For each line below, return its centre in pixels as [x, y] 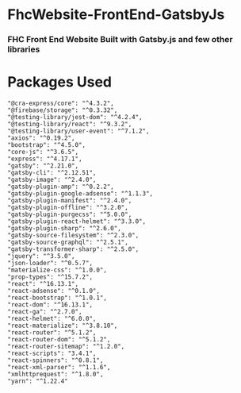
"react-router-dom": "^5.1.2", [59, 340]
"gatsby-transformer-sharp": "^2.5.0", [73, 249]
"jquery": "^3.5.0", [42, 256]
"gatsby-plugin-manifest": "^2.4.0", [70, 201]
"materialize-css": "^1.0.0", [57, 270]
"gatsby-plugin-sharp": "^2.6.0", [65, 229]
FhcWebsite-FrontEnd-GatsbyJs [116, 15]
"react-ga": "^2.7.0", [45, 312]
